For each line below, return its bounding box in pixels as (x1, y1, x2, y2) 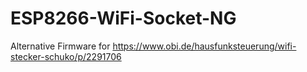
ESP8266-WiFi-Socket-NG (10, 7, 237, 30)
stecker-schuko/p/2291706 (10, 50, 122, 62)
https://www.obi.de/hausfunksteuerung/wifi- (112, 40, 297, 52)
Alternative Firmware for (10, 40, 111, 52)
